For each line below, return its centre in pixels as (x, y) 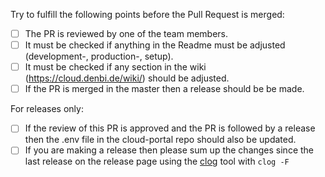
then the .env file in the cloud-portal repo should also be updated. (160, 140)
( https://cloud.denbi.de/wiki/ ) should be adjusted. (127, 78)
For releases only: (47, 109)
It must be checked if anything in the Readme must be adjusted (155, 45)
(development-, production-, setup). (99, 56)
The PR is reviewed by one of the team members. (126, 33)
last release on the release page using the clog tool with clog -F (157, 161)
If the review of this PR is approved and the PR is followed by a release (170, 128)
